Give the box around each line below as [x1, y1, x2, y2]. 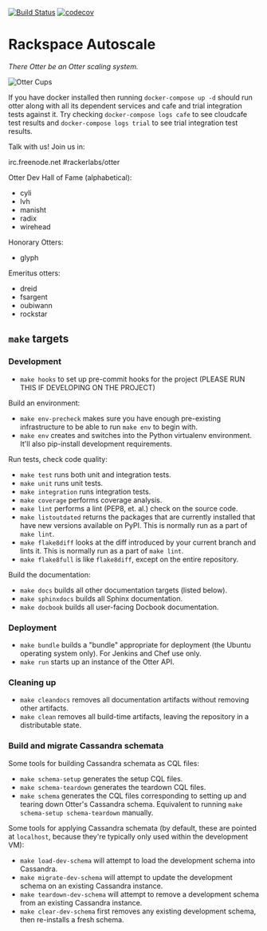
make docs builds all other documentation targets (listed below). [19, 585, 228, 595]
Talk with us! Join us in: [8, 142, 85, 151]
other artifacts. [19, 703, 69, 713]
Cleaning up [8, 677, 57, 688]
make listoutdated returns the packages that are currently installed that [19, 512, 256, 522]
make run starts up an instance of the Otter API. [19, 657, 175, 667]
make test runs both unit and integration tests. [19, 470, 171, 479]
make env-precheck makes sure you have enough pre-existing [19, 413, 222, 423]
